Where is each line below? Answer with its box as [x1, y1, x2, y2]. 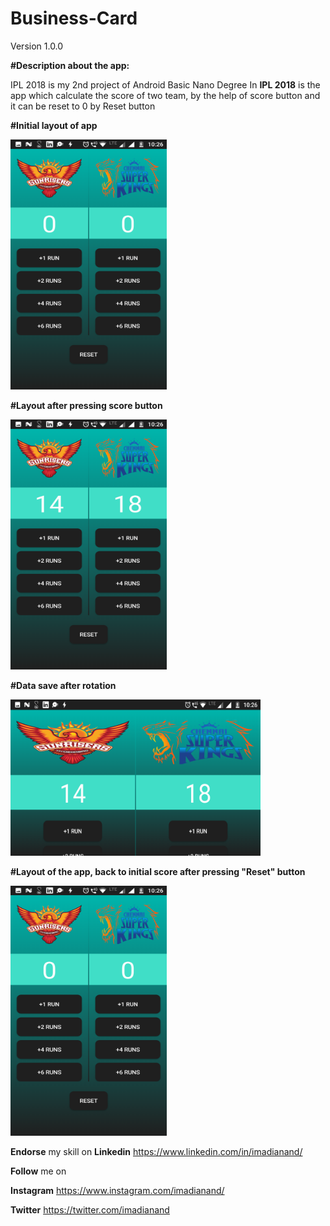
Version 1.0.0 [10, 40, 64, 52]
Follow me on [10, 1165, 67, 1177]
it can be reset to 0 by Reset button [10, 100, 156, 112]
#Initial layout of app [10, 119, 98, 131]
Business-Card [10, 7, 138, 30]
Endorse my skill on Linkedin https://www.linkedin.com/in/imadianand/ [10, 1145, 303, 1157]
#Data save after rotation [10, 679, 117, 691]
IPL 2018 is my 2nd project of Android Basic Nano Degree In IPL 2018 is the [10, 78, 321, 91]
